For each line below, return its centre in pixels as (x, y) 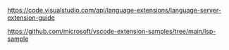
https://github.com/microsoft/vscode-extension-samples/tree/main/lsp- (112, 31)
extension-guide (31, 18)
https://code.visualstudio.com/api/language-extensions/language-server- (114, 10)
